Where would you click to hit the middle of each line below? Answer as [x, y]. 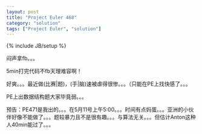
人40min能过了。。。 [30, 125]
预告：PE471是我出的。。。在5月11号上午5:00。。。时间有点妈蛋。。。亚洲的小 [97, 110]
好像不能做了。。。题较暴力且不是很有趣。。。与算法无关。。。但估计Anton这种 [104, 117]
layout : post [23, 12]
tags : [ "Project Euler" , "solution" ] [54, 29]
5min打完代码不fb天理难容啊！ [44, 71]
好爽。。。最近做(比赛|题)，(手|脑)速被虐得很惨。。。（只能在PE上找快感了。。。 [99, 84]
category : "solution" [34, 23]
